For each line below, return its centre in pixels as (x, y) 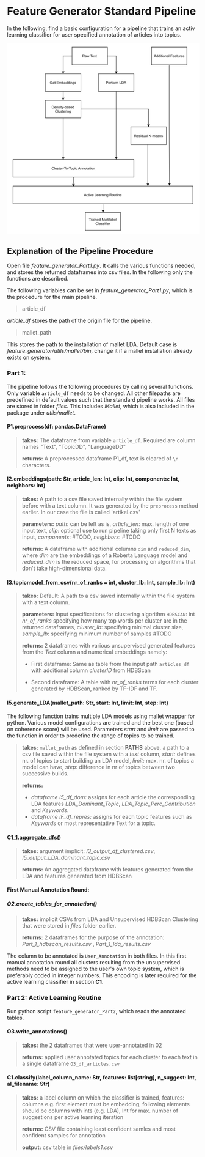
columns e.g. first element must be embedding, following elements (106, 1104)
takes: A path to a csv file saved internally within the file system (102, 499)
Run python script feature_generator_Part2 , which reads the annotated (97, 1011)
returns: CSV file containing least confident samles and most (99, 1129)
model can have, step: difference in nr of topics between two (99, 767)
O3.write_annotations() (37, 1032)
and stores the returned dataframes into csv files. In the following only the (100, 272)
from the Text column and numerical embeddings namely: (94, 652)
